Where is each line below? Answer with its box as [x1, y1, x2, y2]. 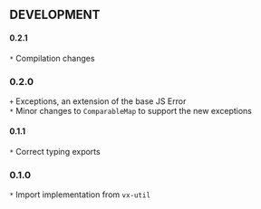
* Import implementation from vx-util [9, 189, 151, 200]
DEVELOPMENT [9, 7, 101, 23]
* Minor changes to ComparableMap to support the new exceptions [9, 105, 252, 116]
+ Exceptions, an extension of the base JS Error [9, 95, 187, 107]
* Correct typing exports [9, 147, 101, 157]
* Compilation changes [9, 52, 95, 63]
